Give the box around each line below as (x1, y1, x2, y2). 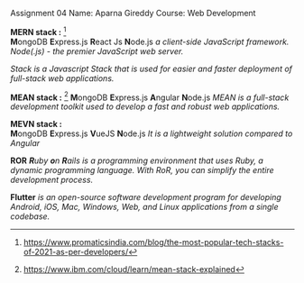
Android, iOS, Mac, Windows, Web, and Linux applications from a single (10, 202, 279, 213)
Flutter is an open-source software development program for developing (10, 192, 282, 203)
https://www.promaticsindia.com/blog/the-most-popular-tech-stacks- (23, 237, 284, 248)
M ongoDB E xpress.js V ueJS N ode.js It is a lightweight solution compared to (10, 128, 293, 139)
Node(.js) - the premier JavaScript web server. (10, 45, 184, 57)
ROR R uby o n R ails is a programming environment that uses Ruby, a (10, 155, 264, 166)
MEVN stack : (10, 119, 62, 130)
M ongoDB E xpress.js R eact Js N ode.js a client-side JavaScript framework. (10, 36, 290, 47)
